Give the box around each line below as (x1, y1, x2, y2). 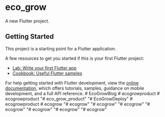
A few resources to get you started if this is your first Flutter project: (5, 55, 144, 61)
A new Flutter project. (5, 18, 50, 24)
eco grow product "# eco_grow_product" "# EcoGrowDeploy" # (5, 96, 133, 102)
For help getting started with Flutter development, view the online (5, 80, 139, 86)
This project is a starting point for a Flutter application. (5, 45, 116, 51)
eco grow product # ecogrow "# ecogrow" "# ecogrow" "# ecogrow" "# (5, 101, 150, 107)
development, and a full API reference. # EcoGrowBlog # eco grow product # (5, 90, 160, 96)
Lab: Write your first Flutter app (12, 65, 77, 71)
